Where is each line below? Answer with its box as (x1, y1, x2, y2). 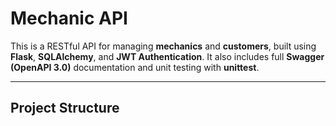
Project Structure (10, 100, 120, 117)
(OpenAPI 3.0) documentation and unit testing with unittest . (10, 61, 260, 73)
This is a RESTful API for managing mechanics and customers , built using (10, 40, 317, 52)
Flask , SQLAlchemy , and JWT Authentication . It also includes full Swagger (10, 50, 325, 62)
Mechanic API (10, 7, 128, 30)
